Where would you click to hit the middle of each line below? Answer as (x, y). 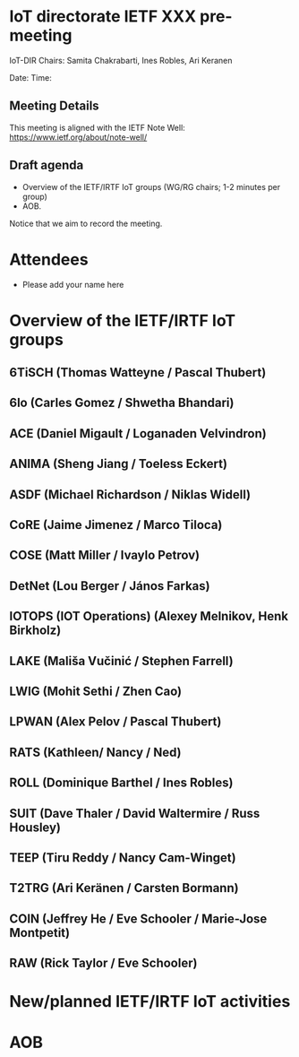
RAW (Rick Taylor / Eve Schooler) (103, 963)
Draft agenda (47, 165)
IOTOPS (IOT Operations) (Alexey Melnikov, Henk (149, 616)
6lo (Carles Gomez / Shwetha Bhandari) (122, 403)
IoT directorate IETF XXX (103, 17)
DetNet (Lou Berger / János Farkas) (110, 586)
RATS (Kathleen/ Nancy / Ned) (95, 752)
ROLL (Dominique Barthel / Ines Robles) (121, 783)
